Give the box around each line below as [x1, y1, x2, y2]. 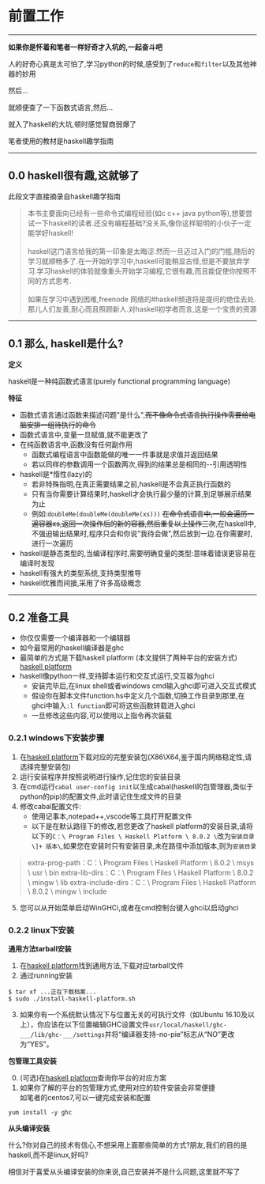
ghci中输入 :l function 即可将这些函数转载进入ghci [31, 701, 196, 710]
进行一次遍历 [31, 539, 73, 548]
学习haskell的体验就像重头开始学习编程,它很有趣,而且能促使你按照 [36, 266, 250, 275]
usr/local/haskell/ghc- [148, 1021, 227, 1029]
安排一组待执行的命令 [26, 420, 96, 429]
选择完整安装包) [19, 762, 71, 771]
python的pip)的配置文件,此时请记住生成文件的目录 [19, 792, 182, 801]
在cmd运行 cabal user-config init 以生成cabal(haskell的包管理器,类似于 [19, 781, 254, 791]
